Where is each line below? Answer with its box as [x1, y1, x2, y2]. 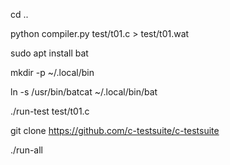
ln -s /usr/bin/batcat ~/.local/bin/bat [10, 86, 158, 98]
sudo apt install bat [10, 47, 89, 59]
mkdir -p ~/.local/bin [10, 67, 95, 78]
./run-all [10, 144, 43, 156]
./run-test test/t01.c [10, 105, 90, 117]
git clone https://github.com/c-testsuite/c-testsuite [10, 125, 220, 136]
